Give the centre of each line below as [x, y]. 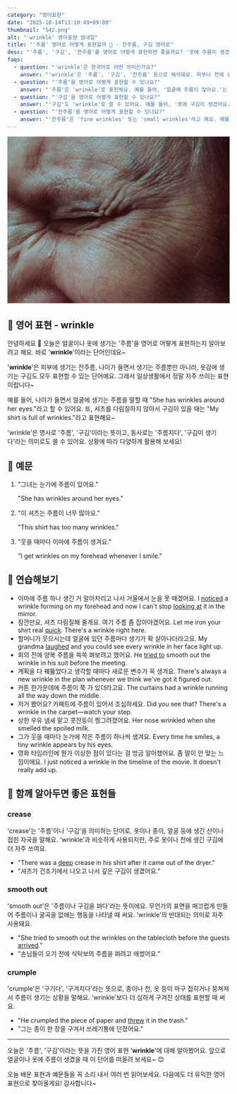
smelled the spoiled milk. [54, 728]
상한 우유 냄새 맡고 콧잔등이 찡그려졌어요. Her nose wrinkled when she [116, 720]
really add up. [37, 769]
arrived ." [30, 945]
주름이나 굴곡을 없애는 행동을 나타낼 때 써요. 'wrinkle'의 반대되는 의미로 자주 [119, 914]
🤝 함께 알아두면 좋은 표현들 [62, 794]
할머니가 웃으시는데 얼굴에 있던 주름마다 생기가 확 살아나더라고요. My [113, 638]
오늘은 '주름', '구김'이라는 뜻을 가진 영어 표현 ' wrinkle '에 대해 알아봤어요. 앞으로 [117, 1051]
